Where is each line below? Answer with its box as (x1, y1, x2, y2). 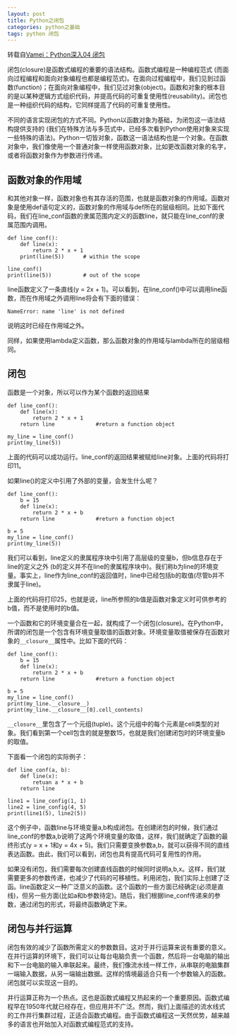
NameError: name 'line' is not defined (7, 308, 125, 316)
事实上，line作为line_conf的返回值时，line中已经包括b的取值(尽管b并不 (19, 571, 225, 579)
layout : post (7, 10, 46, 18)
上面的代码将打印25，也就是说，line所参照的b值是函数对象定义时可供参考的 (7, 595, 227, 603)
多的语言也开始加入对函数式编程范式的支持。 (7, 1019, 138, 1028)
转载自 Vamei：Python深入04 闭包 (7, 50, 105, 59)
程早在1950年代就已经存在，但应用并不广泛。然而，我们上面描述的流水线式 (7, 1002, 226, 1010)
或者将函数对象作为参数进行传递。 (7, 151, 107, 160)
